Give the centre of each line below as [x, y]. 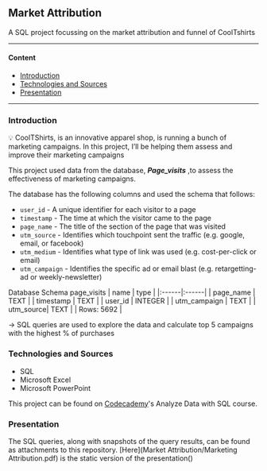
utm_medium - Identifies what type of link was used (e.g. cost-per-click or [138, 252]
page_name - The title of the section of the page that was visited [123, 226]
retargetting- [236, 268]
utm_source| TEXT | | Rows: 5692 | [65, 310]
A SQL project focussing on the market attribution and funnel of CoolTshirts [132, 32]
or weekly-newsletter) [66, 277]
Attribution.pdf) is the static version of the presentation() [101, 458]
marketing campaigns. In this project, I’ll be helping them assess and [120, 147]
